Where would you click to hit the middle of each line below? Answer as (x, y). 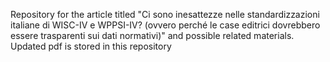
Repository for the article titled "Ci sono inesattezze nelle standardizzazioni (165, 14)
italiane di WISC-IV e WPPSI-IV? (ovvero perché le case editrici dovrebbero (165, 25)
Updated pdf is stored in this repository (91, 46)
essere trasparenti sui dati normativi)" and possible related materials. (152, 35)
